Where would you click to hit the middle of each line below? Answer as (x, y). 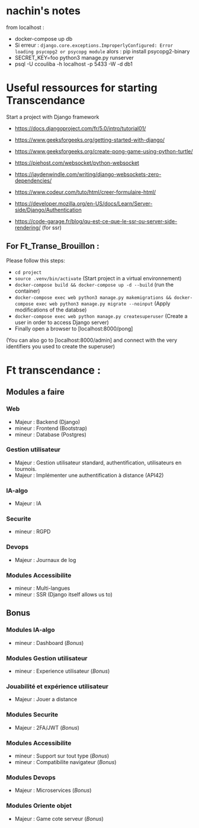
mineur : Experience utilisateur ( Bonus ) (62, 671)
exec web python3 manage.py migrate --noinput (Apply (103, 303)
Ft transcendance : (54, 370)
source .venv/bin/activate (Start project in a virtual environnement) (98, 278)
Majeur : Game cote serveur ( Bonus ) (59, 819)
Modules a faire (36, 392)
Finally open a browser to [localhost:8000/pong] (74, 328)
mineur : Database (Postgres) (51, 434)
